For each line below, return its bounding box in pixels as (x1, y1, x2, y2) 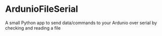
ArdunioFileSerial (5, 3, 78, 15)
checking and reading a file (5, 25, 61, 31)
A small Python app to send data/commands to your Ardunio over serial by (5, 20, 157, 26)
